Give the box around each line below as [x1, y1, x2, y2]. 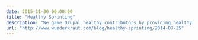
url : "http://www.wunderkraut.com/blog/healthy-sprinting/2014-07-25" [6, 25, 184, 31]
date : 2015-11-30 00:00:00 [6, 8, 73, 15]
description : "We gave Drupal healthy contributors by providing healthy [6, 19, 193, 25]
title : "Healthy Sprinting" [6, 14, 76, 20]
